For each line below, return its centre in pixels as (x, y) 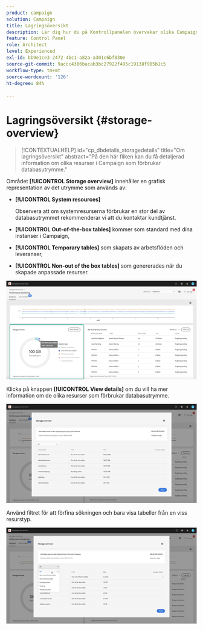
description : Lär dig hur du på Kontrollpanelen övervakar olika (90, 32)
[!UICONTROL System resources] (58, 200)
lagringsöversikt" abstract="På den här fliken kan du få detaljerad (103, 157)
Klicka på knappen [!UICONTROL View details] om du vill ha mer (87, 389)
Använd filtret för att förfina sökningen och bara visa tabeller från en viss (97, 512)
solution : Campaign (31, 19)
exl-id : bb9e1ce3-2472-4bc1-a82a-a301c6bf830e (66, 58)
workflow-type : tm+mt (34, 70)
